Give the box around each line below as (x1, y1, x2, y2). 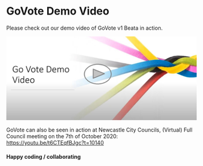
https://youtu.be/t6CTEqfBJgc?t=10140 (6, 139, 104, 147)
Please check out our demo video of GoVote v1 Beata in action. (6, 24, 163, 32)
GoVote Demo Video (6, 4, 110, 18)
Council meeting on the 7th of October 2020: (6, 133, 118, 140)
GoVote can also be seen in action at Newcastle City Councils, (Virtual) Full (6, 126, 193, 134)
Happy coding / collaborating (6, 153, 81, 161)
